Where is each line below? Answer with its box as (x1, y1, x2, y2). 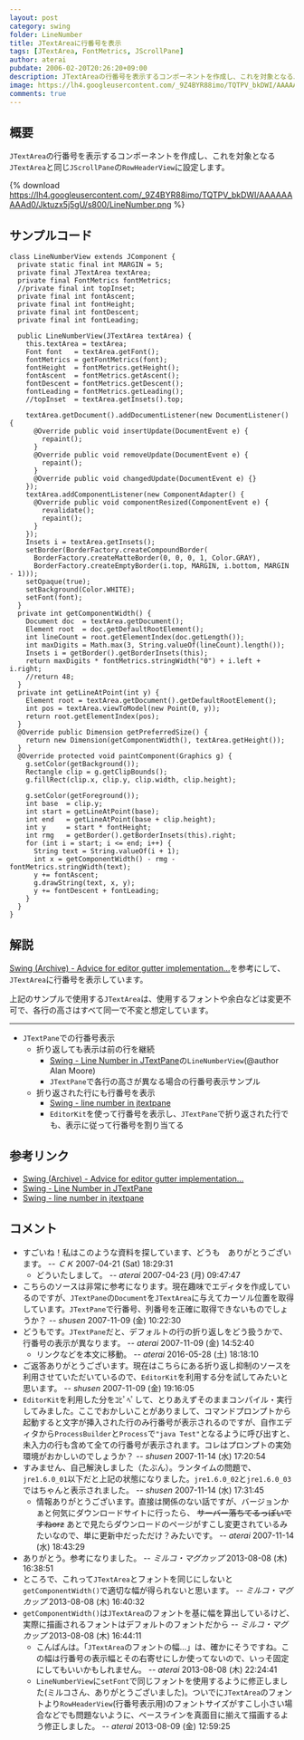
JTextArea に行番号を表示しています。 (9, 974, 148, 985)
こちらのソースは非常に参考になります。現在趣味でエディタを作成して (22, 1281, 283, 1292)
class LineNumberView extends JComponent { (9, 253, 176, 262)
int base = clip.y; (25, 799, 103, 809)
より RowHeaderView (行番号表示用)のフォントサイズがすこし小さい (43, 1697, 285, 1708)
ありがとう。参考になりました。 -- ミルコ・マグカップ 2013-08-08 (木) (22, 1553, 288, 1563)
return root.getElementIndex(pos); (25, 712, 160, 721)
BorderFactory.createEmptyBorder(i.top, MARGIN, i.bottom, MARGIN (33, 562, 290, 571)
